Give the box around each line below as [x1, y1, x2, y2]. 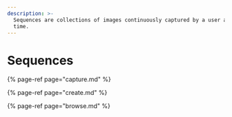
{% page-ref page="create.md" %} [7, 89, 108, 97]
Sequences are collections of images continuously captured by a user [13, 17, 221, 23]
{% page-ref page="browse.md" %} [7, 102, 110, 110]
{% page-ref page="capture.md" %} [7, 75, 112, 83]
